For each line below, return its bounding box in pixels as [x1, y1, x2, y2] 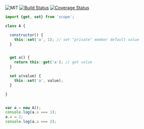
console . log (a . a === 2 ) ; [5, 119, 57, 124]
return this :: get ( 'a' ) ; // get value [14, 60, 93, 65]
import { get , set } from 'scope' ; [5, 14, 75, 19]
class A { [5, 23, 26, 28]
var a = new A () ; [5, 105, 41, 110]
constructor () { [9, 32, 43, 37]
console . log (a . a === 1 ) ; [5, 110, 57, 115]
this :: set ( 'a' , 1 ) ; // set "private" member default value [14, 37, 140, 42]
